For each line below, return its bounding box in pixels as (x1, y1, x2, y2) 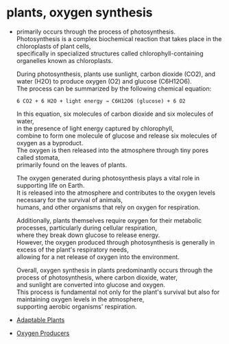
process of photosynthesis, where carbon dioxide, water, (16, 273, 178, 282)
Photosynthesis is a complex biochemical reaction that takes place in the (16, 34, 222, 42)
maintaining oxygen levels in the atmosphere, (16, 295, 145, 303)
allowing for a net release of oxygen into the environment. (16, 252, 180, 261)
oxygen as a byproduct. (16, 138, 84, 147)
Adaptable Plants (16, 315, 65, 323)
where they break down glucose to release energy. (16, 231, 160, 239)
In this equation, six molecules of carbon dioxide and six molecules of (16, 110, 214, 118)
